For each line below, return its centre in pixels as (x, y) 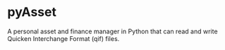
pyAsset (32, 12)
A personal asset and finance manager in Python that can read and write (112, 31)
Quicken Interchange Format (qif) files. (63, 38)
